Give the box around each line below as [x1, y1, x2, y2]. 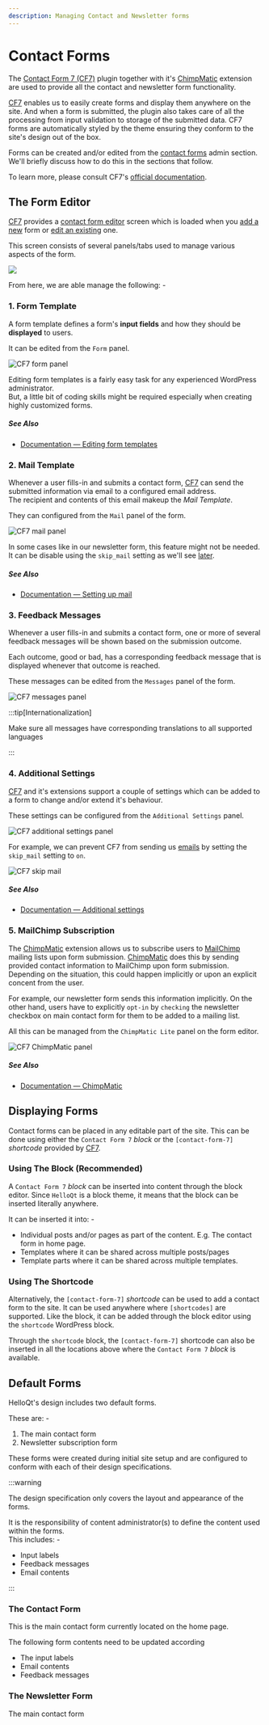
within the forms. [8, 1525, 65, 1536]
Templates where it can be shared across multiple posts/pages [19, 1246, 230, 1257]
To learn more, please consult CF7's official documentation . [8, 171, 208, 182]
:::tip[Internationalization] [8, 708, 92, 718]
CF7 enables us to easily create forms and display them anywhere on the [8, 98, 251, 108]
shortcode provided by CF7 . [8, 1143, 101, 1153]
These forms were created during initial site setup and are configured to [8, 1453, 248, 1463]
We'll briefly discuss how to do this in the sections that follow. [8, 156, 214, 166]
